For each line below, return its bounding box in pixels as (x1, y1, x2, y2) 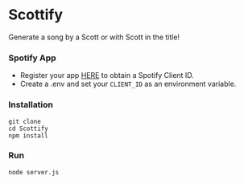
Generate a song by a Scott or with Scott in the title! (8, 32, 180, 42)
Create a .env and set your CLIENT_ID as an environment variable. (19, 79, 237, 89)
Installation (8, 99, 54, 110)
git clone (8, 117, 42, 125)
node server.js (8, 168, 60, 176)
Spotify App (8, 52, 56, 63)
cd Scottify (8, 125, 48, 133)
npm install (8, 131, 48, 140)
